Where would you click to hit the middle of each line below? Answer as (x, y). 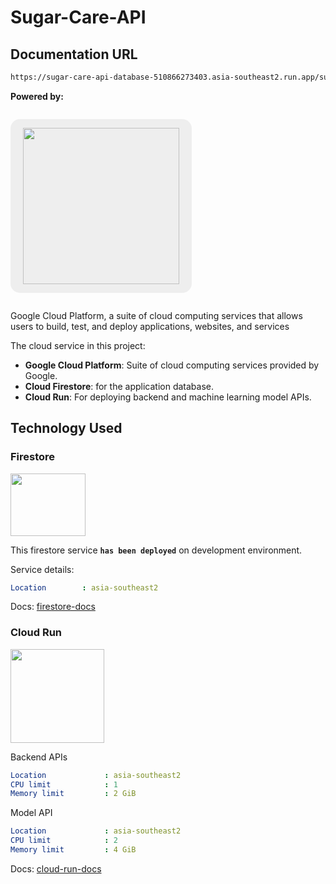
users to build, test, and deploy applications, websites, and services (150, 326)
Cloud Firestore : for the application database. (119, 386)
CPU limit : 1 (64, 784)
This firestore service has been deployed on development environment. (156, 550)
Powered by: (37, 96)
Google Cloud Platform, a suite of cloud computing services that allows (156, 315)
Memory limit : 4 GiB (73, 850)
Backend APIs (39, 757)
